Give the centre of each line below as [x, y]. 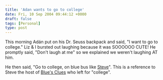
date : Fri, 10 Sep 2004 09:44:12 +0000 [46, 14]
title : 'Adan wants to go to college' [45, 10]
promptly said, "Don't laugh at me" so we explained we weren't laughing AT [81, 53]
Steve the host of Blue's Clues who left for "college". [58, 72]
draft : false [18, 19]
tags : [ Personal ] [23, 23]
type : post [16, 28]
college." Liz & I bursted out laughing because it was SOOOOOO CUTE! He [81, 47]
